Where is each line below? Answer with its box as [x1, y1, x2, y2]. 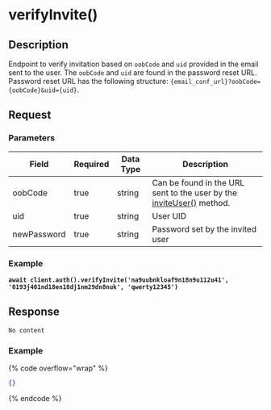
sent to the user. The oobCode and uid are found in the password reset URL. [8, 68, 257, 77]
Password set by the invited [152, 224, 256, 235]
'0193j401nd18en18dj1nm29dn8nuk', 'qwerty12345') [8, 282, 179, 291]
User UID [152, 210, 187, 221]
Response [8, 305, 60, 319]
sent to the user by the [152, 187, 238, 199]
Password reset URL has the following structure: [8, 77, 169, 86]
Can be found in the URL [152, 177, 245, 188]
